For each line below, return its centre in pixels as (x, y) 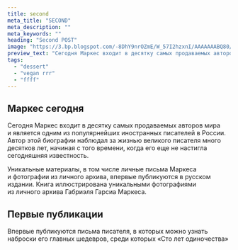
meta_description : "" (39, 27)
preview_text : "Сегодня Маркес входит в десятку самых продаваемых (109, 54)
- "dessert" (32, 67)
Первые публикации (56, 214)
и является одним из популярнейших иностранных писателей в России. (117, 133)
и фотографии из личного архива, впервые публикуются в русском (109, 177)
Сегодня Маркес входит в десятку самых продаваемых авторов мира (114, 125)
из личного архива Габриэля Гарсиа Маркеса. (77, 192)
